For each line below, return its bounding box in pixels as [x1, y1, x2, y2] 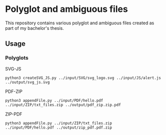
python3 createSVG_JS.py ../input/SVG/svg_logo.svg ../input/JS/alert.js [5, 75, 162, 80]
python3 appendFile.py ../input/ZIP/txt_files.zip [5, 121, 112, 126]
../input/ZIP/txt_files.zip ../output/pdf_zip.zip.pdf [5, 102, 121, 107]
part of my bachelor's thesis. [5, 25, 64, 31]
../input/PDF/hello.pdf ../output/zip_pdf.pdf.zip [5, 125, 112, 130]
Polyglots [5, 55, 29, 62]
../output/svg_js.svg [5, 79, 50, 85]
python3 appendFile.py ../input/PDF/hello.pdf [5, 98, 103, 103]
